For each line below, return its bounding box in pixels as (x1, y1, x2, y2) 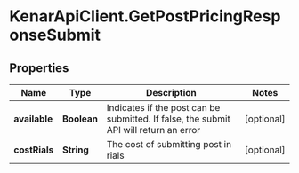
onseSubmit (9, 25, 101, 45)
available (13, 113, 53, 125)
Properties (9, 60, 69, 75)
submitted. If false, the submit (106, 113, 231, 125)
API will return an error (106, 124, 201, 136)
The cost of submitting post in (106, 138, 232, 150)
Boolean (61, 113, 98, 125)
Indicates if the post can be (106, 102, 221, 114)
